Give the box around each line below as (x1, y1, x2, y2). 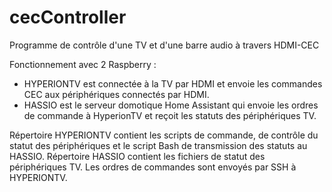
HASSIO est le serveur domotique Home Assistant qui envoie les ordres (23, 99, 319, 111)
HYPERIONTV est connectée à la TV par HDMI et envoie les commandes (23, 77, 323, 90)
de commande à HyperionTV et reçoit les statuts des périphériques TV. (23, 109, 317, 121)
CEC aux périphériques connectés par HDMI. (23, 88, 210, 100)
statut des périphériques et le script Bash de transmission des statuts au (9, 139, 308, 151)
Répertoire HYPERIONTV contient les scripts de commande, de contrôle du (9, 129, 319, 141)
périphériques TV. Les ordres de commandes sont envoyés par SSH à (9, 161, 297, 173)
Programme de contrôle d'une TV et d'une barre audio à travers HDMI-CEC (9, 39, 320, 51)
